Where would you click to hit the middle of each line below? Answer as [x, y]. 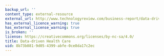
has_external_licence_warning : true [42, 23]
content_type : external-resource [39, 14]
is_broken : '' [20, 32]
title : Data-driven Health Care [38, 41]
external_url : [20, 19]
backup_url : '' [20, 9]
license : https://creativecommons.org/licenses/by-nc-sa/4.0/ [70, 37]
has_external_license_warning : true [42, 28]
